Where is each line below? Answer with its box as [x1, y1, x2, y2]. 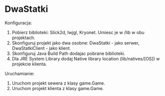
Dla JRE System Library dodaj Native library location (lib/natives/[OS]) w [11, 55, 160, 61]
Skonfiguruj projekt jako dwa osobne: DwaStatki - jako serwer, [11, 40, 140, 46]
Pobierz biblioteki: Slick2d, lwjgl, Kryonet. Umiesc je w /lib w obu [11, 29, 145, 35]
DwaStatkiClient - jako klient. [11, 45, 72, 51]
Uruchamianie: [4, 70, 35, 76]
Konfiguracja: [4, 20, 32, 26]
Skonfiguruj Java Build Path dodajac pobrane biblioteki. [11, 50, 125, 56]
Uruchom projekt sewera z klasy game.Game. [11, 80, 105, 86]
